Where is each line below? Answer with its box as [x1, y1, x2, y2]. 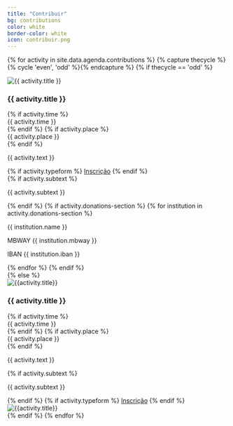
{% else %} [7, 271, 41, 279]
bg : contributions [7, 17, 61, 24]
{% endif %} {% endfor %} [7, 411, 85, 420]
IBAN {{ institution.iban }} [7, 250, 80, 258]
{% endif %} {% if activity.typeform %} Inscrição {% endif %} [7, 396, 185, 404]
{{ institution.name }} [7, 222, 68, 232]
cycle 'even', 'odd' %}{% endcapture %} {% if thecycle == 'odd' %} [17, 63, 213, 72]
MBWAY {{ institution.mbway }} [7, 237, 97, 245]
